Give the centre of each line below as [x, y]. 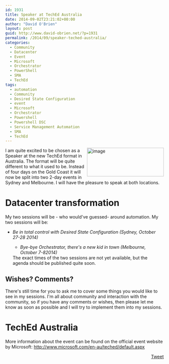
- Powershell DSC [28, 122]
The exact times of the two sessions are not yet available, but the [80, 258]
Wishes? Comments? [39, 279]
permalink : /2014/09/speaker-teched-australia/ [56, 38]
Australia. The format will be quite [40, 161]
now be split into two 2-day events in [44, 177]
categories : [18, 43]
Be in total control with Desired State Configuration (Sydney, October [84, 232]
